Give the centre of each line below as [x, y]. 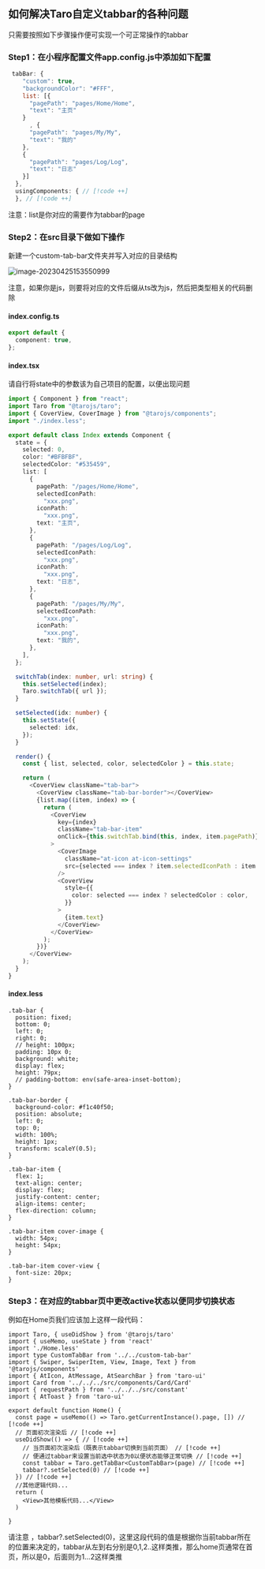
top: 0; [28, 1128]
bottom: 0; [33, 1025]
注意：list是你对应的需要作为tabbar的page [77, 215]
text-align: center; [49, 1183]
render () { [33, 756]
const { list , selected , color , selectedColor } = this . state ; [129, 764]
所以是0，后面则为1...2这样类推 [72, 1557]
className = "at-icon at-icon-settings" [128, 858]
